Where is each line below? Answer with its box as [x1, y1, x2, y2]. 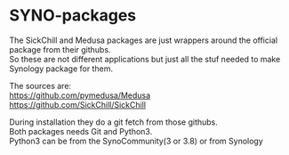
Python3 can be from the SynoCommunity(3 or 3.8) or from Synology [9, 135, 264, 146]
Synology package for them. [9, 63, 114, 74]
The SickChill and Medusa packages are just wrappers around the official [9, 35, 278, 45]
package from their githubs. [9, 44, 111, 54]
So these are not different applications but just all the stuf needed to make [9, 53, 281, 64]
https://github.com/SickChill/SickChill [9, 99, 147, 110]
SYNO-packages [9, 5, 137, 26]
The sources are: [9, 80, 72, 91]
